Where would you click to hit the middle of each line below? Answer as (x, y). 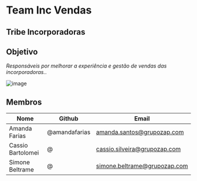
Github (69, 119)
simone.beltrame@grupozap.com (142, 166)
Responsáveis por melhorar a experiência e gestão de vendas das (86, 66)
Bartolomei (24, 153)
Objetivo (22, 51)
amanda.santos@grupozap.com (140, 132)
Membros (24, 102)
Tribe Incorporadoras (46, 32)
